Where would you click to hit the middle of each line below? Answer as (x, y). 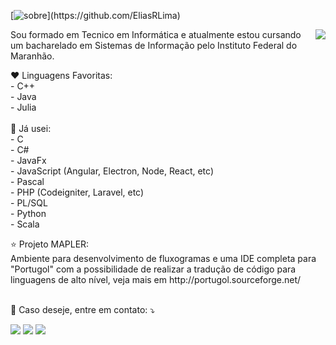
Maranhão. (32, 56)
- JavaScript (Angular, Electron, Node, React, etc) (112, 171)
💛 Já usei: (31, 128)
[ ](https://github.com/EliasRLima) (95, 15)
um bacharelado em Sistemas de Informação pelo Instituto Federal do (154, 45)
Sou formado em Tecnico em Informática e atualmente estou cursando (156, 34)
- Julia (23, 107)
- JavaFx (28, 160)
